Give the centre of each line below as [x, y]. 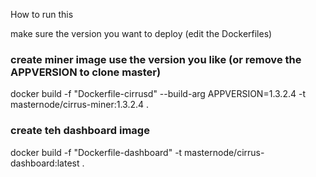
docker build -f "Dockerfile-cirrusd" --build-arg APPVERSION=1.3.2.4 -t [158, 94]
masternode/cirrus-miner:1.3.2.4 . [80, 105]
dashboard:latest [45, 163]
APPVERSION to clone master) [86, 72]
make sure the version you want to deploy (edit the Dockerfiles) [141, 33]
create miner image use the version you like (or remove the [156, 59]
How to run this [42, 14]
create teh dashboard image [80, 131]
